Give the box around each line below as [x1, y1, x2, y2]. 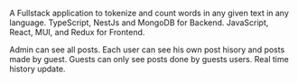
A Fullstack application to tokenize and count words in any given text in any [9, 8, 289, 18]
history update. [9, 63, 66, 74]
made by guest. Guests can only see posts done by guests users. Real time [9, 54, 289, 64]
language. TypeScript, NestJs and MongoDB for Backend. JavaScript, [9, 17, 269, 28]
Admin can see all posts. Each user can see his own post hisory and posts [9, 44, 285, 55]
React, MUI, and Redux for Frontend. [9, 27, 145, 37]
